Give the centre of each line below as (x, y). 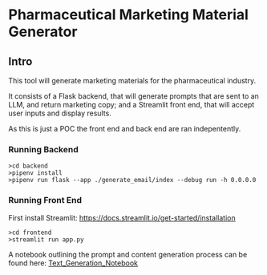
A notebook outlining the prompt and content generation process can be (128, 254)
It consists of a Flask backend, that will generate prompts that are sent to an (133, 96)
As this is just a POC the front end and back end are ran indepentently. (125, 129)
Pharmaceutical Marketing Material (128, 15)
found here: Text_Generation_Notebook (73, 263)
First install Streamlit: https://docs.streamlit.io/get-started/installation (122, 217)
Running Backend (43, 149)
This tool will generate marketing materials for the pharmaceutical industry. (132, 81)
